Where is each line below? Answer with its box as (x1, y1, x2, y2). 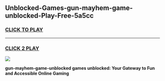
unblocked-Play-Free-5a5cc (5, 12, 94, 20)
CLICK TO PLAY (5, 27, 43, 33)
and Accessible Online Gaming (5, 70, 69, 76)
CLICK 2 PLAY (5, 45, 39, 52)
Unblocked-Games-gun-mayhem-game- (5, 4, 133, 12)
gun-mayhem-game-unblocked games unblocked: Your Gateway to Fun (5, 65, 155, 71)
